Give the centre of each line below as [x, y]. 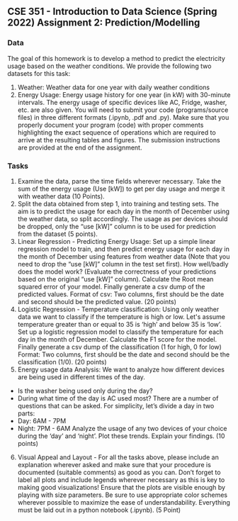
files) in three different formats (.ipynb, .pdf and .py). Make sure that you [123, 117]
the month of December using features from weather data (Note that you [124, 256]
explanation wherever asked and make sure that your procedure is [114, 464]
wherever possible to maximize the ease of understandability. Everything [124, 502]
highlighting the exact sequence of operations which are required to [117, 132]
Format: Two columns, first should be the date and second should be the [124, 354]
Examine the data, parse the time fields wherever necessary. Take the [119, 181]
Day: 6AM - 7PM [42, 420]
